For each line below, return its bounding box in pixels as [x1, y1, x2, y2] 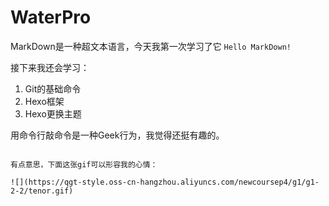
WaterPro [10, 6, 92, 29]
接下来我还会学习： [10, 61, 90, 73]
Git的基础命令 [24, 82, 82, 95]
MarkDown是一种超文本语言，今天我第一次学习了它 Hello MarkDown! [10, 40, 292, 52]
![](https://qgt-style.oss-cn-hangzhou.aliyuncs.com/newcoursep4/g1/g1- [10, 177, 320, 187]
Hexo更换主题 [24, 107, 82, 120]
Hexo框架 [24, 95, 65, 107]
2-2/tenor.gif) [10, 186, 74, 196]
